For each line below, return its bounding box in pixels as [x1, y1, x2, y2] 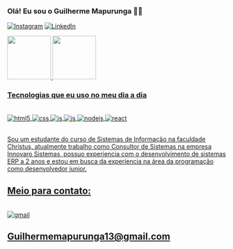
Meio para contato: [7, 184, 92, 197]
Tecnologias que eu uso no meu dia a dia [7, 90, 147, 100]
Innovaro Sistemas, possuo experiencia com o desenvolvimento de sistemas [7, 150, 226, 159]
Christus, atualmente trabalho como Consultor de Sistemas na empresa [7, 143, 212, 151]
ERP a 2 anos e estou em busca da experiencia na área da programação [7, 157, 214, 166]
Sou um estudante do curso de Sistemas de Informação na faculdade [7, 135, 206, 143]
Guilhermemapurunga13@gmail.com [7, 231, 170, 243]
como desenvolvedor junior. [7, 165, 87, 173]
